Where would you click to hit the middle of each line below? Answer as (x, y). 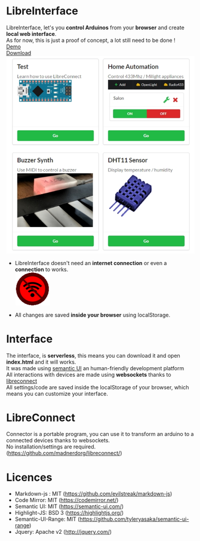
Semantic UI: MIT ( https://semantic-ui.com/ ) (69, 506)
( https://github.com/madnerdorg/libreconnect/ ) (64, 453)
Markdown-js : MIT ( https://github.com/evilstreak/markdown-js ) (93, 494)
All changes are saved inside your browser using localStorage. (93, 315)
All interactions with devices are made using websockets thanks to (89, 374)
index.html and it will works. (41, 362)
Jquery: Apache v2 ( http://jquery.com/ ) (63, 532)
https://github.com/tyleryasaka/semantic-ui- (134, 519)
